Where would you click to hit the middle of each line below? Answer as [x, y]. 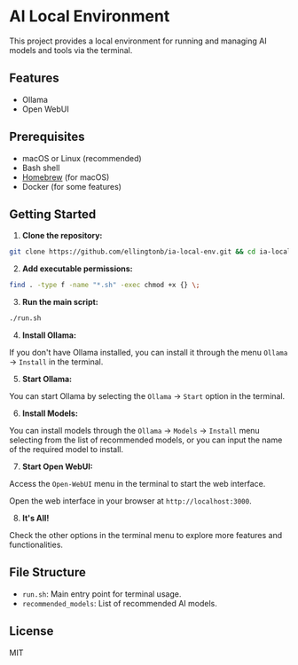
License [31, 631]
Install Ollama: [49, 335]
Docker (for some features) [72, 186]
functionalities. [36, 544]
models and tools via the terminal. [71, 50]
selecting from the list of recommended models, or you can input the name [146, 440]
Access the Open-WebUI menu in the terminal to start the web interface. [137, 484]
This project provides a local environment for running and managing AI [138, 41]
